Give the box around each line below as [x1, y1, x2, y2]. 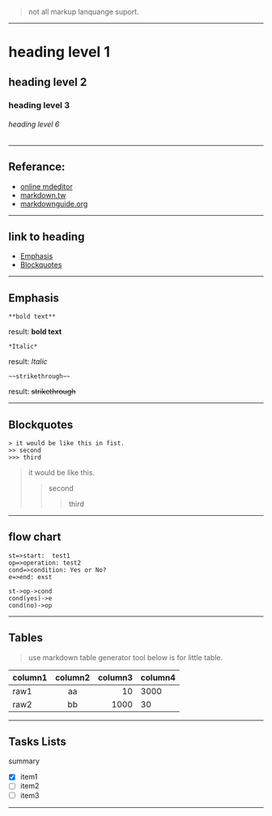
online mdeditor [19, 182, 73, 191]
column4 [140, 672, 176, 683]
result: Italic [8, 357, 48, 367]
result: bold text [8, 327, 62, 337]
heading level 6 [8, 119, 60, 129]
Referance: [8, 160, 66, 174]
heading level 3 [8, 99, 70, 110]
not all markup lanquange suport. [28, 7, 139, 16]
